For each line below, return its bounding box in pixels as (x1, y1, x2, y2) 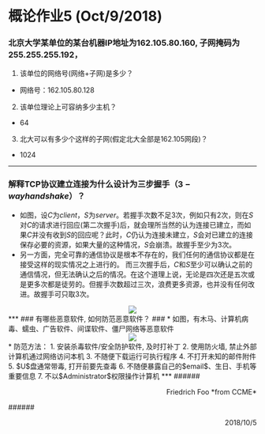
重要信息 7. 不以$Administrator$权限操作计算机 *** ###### (8, 371, 200, 380)
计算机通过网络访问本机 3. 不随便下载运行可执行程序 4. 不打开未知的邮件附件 (8, 351, 256, 360)
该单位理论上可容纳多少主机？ (19, 102, 117, 111)
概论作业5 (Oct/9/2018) (8, 7, 163, 25)
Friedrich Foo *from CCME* (166, 387, 257, 396)
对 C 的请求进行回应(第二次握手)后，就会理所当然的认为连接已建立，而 (19, 220, 244, 229)
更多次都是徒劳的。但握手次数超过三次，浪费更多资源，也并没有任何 (26, 279, 248, 289)
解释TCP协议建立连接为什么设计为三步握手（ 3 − (8, 179, 191, 190)
